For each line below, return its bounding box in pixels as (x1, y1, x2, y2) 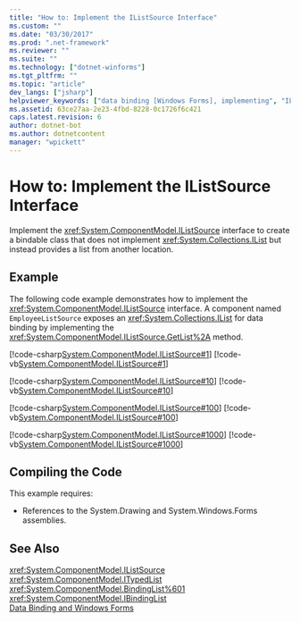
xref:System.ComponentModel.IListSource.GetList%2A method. (9, 332, 244, 342)
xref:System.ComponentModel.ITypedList (9, 574, 162, 585)
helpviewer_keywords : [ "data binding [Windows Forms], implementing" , (9, 96, 278, 105)
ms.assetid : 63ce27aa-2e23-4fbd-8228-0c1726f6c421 (9, 105, 202, 113)
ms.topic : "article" (9, 80, 87, 88)
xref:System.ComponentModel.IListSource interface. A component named (9, 303, 282, 314)
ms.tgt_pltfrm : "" (9, 71, 78, 80)
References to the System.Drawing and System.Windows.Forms (21, 506, 258, 517)
